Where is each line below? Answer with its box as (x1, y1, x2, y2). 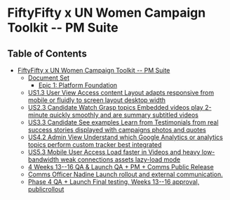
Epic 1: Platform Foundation (38, 81, 118, 89)
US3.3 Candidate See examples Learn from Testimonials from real (27, 118, 219, 127)
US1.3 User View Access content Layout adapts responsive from (27, 89, 215, 97)
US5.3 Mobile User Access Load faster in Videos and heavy (27, 148, 201, 156)
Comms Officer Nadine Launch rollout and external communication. (27, 170, 223, 178)
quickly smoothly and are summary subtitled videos (49, 110, 198, 119)
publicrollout (27, 185, 65, 193)
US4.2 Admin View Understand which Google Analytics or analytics (27, 133, 223, 141)
